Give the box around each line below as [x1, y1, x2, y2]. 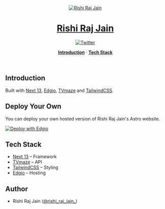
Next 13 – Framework [12, 154, 57, 160]
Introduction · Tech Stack [58, 49, 113, 55]
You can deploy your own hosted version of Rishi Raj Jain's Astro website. [5, 115, 160, 122]
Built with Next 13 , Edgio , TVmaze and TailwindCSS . [5, 87, 114, 94]
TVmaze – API [12, 159, 42, 165]
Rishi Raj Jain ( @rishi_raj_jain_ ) [12, 198, 78, 204]
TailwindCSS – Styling [12, 164, 58, 170]
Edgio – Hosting [12, 170, 46, 176]
